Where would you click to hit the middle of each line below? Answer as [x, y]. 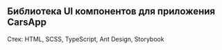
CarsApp [27, 23]
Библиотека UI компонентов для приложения [111, 11]
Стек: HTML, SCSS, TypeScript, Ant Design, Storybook [86, 39]
